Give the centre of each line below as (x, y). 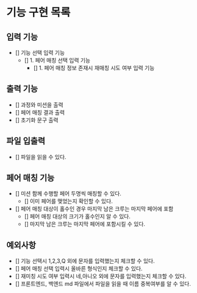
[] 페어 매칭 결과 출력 (40, 112)
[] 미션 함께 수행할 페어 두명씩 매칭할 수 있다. (68, 194)
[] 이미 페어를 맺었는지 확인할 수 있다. (68, 201)
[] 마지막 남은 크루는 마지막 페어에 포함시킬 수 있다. (84, 224)
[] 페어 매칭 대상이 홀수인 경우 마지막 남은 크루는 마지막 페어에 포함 (94, 209)
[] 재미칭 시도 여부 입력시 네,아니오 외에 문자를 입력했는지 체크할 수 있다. (101, 276)
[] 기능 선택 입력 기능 (40, 53)
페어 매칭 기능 (30, 178)
